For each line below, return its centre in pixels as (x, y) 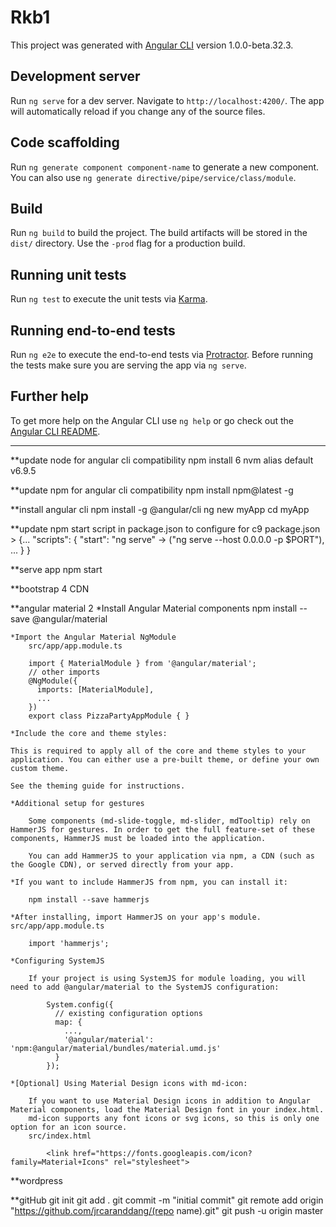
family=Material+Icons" (60, 1162)
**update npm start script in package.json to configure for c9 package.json (165, 528)
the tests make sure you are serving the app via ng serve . (128, 365)
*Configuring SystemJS (57, 961)
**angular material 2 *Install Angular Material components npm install (154, 608)
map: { (68, 1022)
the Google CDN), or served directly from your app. (122, 864)
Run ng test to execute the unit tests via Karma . (109, 299)
